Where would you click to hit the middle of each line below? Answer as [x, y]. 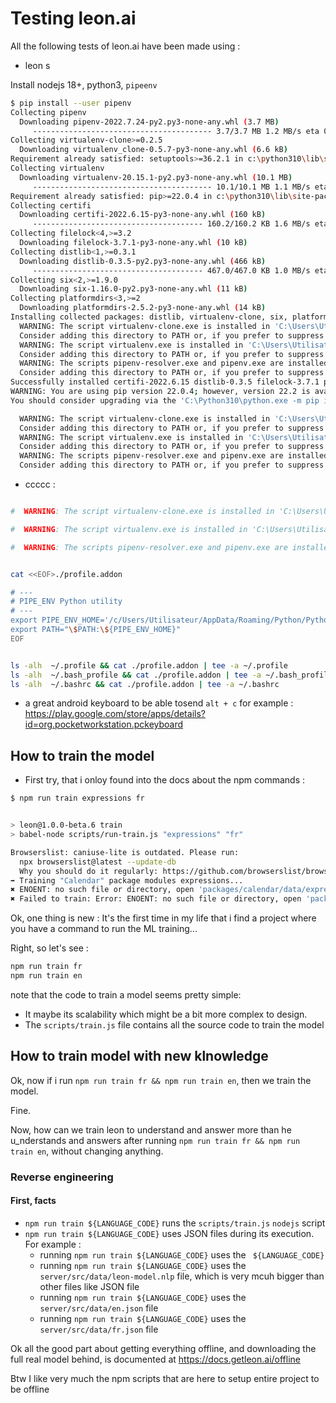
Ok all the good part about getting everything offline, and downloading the [163, 1348]
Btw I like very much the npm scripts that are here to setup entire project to [165, 1378]
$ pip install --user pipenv [71, 103]
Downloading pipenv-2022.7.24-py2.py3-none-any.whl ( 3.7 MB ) [149, 122]
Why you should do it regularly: [89, 871]
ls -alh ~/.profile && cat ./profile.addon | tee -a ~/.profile [149, 665]
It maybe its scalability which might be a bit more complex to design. [166, 1014]
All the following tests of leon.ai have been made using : [125, 46]
